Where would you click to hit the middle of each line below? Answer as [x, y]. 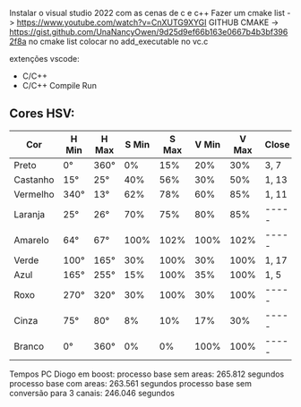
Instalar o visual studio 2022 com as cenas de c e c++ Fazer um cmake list [147, 13]
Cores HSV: [42, 114]
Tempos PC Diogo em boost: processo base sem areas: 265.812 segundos [147, 374]
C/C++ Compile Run [59, 85]
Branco [29, 346]
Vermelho [34, 194]
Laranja [30, 214]
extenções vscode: [44, 59]
